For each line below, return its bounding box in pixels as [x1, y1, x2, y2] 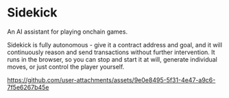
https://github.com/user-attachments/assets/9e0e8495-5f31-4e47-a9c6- [7, 75, 216, 84]
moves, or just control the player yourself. [7, 62, 125, 71]
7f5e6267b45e [7, 83, 49, 91]
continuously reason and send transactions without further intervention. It [7, 48, 215, 56]
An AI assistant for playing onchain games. [7, 27, 128, 36]
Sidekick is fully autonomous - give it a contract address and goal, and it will [7, 40, 223, 49]
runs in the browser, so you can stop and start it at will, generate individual [7, 55, 217, 63]
